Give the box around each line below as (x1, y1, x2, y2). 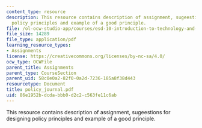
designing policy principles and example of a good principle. (6, 115, 156, 122)
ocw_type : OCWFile (6, 59, 52, 65)
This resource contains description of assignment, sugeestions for (6, 108, 171, 115)
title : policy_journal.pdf (6, 87, 74, 93)
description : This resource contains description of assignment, (6, 14, 173, 20)
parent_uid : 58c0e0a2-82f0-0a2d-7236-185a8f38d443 (6, 75, 136, 81)
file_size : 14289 (6, 31, 50, 37)
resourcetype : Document (6, 81, 66, 87)
